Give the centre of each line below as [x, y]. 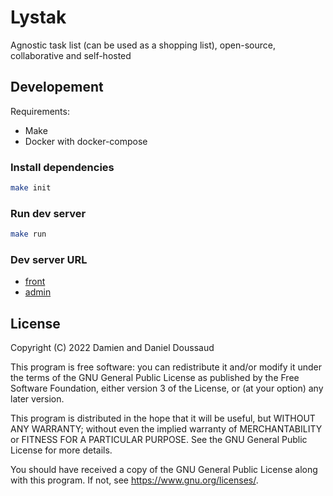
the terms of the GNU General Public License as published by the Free [155, 378]
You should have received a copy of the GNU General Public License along [164, 470]
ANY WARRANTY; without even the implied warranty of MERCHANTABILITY [166, 429]
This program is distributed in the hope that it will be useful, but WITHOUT [163, 418]
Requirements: [40, 111]
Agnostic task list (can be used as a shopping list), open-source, [143, 45]
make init [31, 188]
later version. [37, 399]
